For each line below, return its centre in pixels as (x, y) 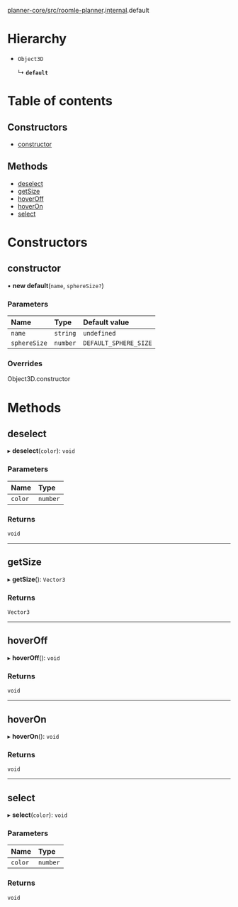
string (65, 334)
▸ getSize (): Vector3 (36, 579)
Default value (106, 322)
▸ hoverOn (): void (33, 736)
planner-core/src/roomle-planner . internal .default (79, 10)
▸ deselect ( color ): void (41, 451)
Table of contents (60, 101)
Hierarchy (37, 39)
